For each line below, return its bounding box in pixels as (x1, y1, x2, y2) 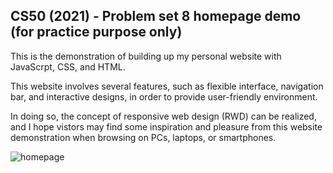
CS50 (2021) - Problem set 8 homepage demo (10, 8, 302, 25)
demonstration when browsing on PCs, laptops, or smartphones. (10, 131, 277, 143)
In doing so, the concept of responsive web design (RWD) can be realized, (10, 110, 317, 122)
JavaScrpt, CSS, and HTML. (10, 60, 126, 73)
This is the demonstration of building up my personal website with (10, 50, 282, 62)
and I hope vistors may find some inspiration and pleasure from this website (10, 120, 323, 133)
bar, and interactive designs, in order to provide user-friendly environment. (10, 90, 318, 103)
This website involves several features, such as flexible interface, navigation (10, 80, 324, 92)
